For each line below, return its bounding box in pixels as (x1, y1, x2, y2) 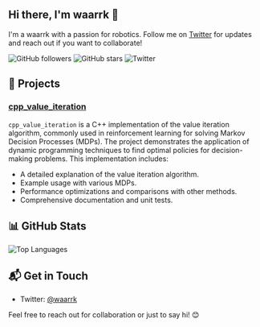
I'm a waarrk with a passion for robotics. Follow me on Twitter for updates (8, 29, 253, 39)
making (8, 154, 34, 163)
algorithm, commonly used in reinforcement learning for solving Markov (8, 128, 246, 138)
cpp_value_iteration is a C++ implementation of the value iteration (8, 119, 230, 129)
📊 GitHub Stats (8, 219, 87, 233)
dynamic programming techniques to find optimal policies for (8, 145, 210, 155)
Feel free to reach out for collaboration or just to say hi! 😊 (8, 310, 200, 320)
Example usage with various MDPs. (19, 178, 137, 188)
